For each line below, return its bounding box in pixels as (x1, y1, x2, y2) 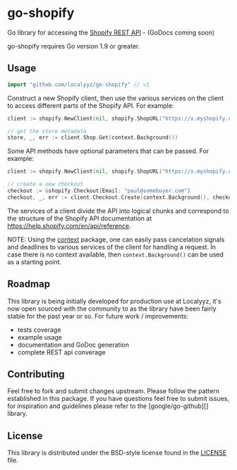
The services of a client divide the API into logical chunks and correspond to (7, 206, 229, 215)
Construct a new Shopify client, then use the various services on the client (7, 94, 224, 102)
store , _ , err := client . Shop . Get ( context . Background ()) (7, 134, 178, 142)
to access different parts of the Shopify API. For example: (7, 101, 174, 110)
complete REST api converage (17, 347, 106, 357)
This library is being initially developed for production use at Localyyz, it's (7, 297, 221, 305)
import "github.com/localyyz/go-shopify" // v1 (7, 81, 150, 88)
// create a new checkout (7, 181, 83, 188)
